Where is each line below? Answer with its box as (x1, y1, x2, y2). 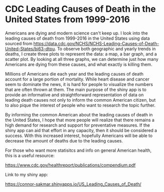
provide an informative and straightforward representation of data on (5, 92, 144, 98)
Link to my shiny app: (5, 171, 48, 177)
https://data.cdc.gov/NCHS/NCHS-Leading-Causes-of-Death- (33, 40, 159, 46)
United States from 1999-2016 (5, 14, 130, 25)
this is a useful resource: (5, 152, 55, 158)
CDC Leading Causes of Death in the (5, 3, 156, 15)
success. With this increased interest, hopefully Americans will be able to (5, 133, 153, 138)
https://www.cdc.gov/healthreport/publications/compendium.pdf (5, 162, 136, 168)
